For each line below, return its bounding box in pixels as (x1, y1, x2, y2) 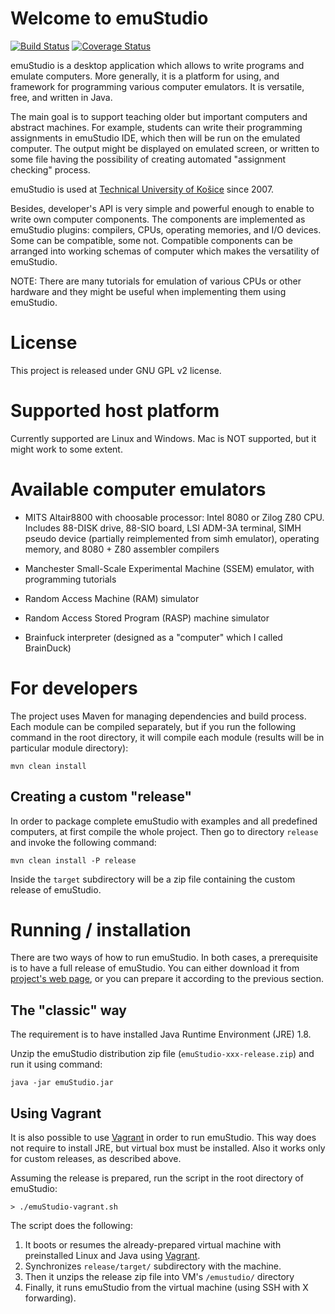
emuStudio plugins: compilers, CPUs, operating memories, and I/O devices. (10, 223, 322, 236)
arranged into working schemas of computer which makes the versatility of (10, 245, 320, 257)
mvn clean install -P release (10, 855, 137, 866)
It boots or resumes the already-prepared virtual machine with (24, 1239, 282, 1251)
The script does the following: (10, 1220, 133, 1232)
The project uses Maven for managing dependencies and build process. (10, 710, 307, 722)
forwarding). (24, 1292, 77, 1304)
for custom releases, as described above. (10, 1153, 182, 1165)
